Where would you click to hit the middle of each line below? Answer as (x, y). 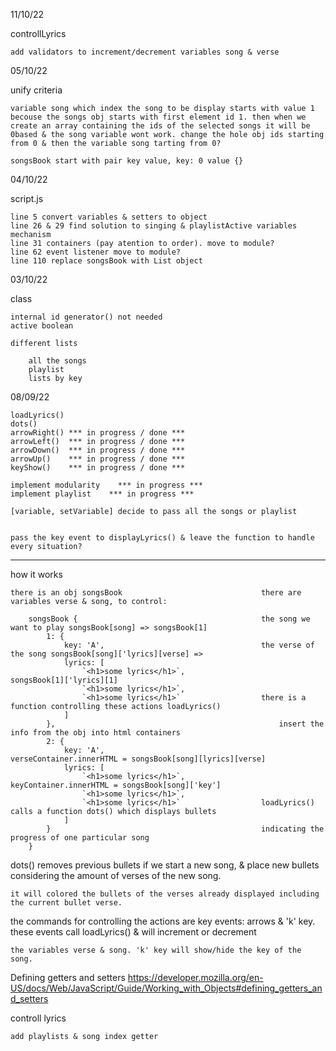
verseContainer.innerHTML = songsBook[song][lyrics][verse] (138, 759)
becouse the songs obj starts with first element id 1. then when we (158, 117)
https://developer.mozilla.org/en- (195, 977)
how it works (36, 574)
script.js (27, 198)
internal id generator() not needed (86, 317)
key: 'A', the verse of (189, 645)
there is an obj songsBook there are (156, 593)
